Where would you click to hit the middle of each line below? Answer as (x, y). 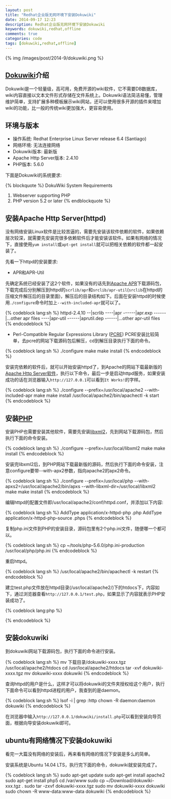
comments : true (21, 34)
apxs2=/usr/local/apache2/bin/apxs (43, 486)
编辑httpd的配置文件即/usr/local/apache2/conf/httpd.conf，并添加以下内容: (84, 502)
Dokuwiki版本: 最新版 (35, 152)
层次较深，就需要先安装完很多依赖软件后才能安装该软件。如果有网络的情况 (83, 238)
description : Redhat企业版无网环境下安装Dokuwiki (55, 24)
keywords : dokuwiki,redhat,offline (43, 29)
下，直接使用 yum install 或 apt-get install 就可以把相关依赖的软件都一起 (82, 244)
